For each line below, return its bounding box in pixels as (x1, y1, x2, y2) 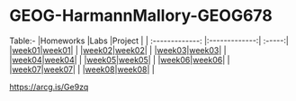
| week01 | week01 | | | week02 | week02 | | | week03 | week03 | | (9, 44, 227, 55)
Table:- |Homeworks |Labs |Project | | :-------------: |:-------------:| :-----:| (9, 35, 290, 46)
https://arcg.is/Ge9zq (9, 81, 89, 92)
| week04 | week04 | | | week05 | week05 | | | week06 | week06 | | (9, 54, 230, 65)
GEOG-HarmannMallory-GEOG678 (9, 5, 273, 26)
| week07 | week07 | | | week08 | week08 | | (9, 64, 155, 75)
